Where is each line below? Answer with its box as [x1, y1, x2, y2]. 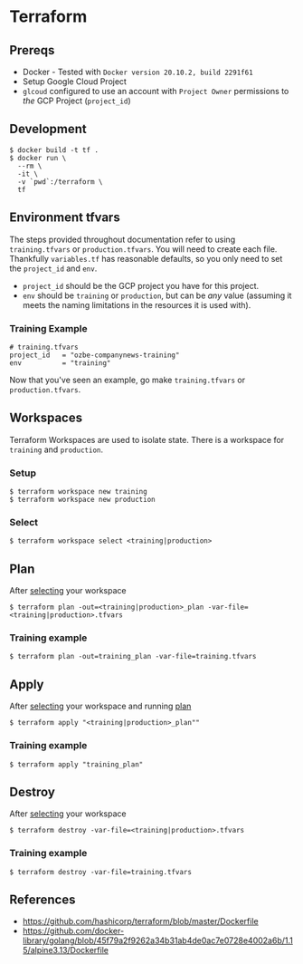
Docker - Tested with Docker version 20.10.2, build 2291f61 [22, 66, 253, 77]
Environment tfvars [9, 210, 120, 226]
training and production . [9, 444, 104, 455]
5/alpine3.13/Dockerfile [22, 945, 109, 956]
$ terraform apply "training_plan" [9, 759, 144, 769]
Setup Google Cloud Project [22, 76, 127, 87]
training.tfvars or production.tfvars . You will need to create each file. [9, 243, 278, 255]
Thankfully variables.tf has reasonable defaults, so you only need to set [9, 253, 283, 264]
